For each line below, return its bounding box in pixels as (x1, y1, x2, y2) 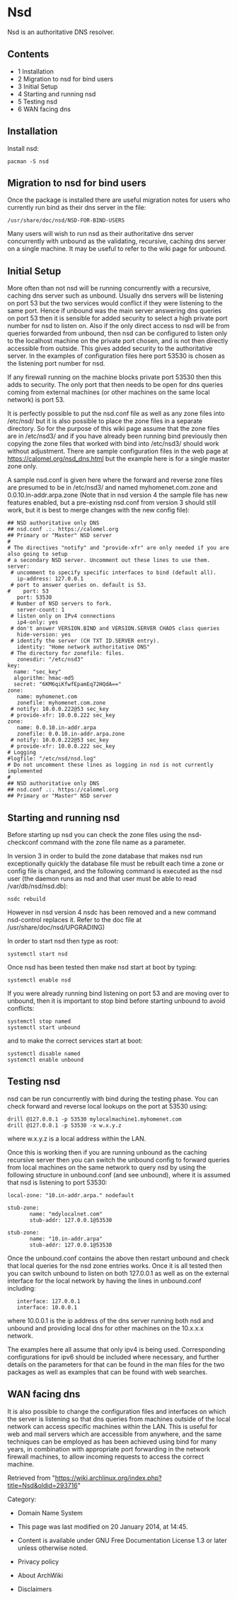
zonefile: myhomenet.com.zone (16, 700, 106, 707)
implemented (7, 768, 42, 775)
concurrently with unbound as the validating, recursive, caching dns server (7, 237, 226, 245)
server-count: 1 (16, 607, 65, 614)
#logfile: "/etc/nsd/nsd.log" (7, 756, 97, 763)
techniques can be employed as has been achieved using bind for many (7, 1437, 217, 1446)
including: (7, 1284, 37, 1292)
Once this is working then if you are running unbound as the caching (7, 1148, 207, 1156)
